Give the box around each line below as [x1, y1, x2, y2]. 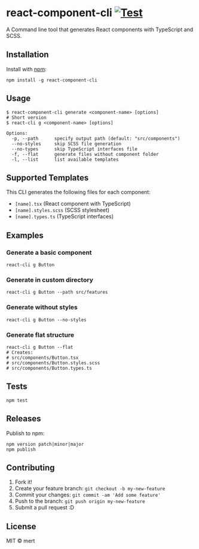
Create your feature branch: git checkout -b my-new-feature [14, 485, 166, 492]
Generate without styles [6, 303, 78, 312]
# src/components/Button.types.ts [6, 365, 93, 371]
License [6, 521, 36, 532]
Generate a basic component [6, 248, 92, 257]
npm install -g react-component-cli [6, 77, 97, 83]
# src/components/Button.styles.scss [6, 360, 100, 366]
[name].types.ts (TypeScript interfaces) [14, 213, 114, 220]
